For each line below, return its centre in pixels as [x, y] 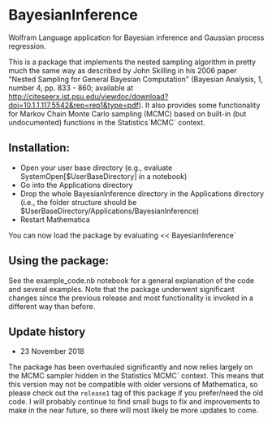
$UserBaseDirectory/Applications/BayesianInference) [110, 211]
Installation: [39, 148]
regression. [27, 46]
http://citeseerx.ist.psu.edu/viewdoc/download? [89, 96]
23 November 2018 [52, 351]
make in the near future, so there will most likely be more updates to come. [134, 410]
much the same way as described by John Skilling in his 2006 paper [123, 70]
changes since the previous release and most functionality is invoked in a [131, 298]
